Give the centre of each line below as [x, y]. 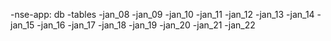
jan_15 [22, 25]
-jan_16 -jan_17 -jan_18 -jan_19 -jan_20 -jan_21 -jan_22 [146, 25]
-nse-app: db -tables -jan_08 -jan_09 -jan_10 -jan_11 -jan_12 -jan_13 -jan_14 [162, 14]
